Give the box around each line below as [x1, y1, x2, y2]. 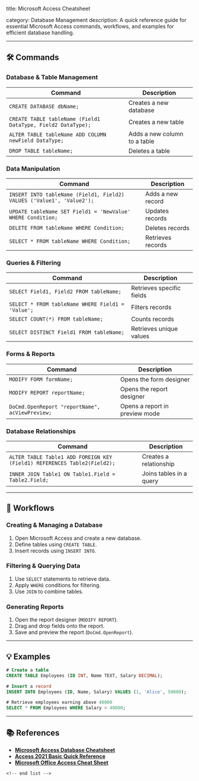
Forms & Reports [6, 350, 55, 358]
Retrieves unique [131, 325, 178, 333]
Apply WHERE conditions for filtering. [14, 581, 101, 588]
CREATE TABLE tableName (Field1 [9, 116, 101, 122]
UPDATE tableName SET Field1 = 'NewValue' [9, 208, 131, 215]
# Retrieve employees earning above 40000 [6, 699, 113, 706]
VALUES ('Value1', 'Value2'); [9, 197, 95, 204]
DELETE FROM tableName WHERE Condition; [9, 225, 124, 231]
